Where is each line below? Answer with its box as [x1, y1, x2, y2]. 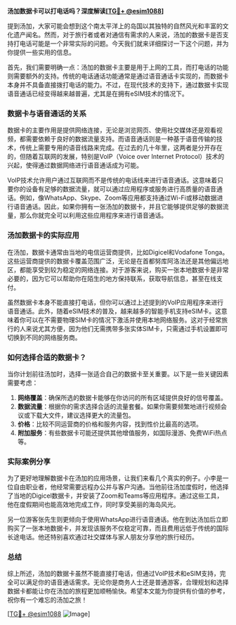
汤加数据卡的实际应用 [7, 231, 79, 240]
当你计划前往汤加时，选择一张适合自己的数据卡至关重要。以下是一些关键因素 [7, 369, 229, 378]
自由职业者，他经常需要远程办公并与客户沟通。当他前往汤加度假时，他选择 [13, 483, 229, 491]
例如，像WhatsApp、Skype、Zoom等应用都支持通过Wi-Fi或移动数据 [19, 193, 217, 202]
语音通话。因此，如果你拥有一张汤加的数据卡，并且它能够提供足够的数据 [13, 202, 223, 211]
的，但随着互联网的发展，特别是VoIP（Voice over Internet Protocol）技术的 [7, 153, 225, 161]
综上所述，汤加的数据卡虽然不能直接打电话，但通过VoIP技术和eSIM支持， [7, 569, 220, 578]
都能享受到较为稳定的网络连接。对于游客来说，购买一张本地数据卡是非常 [19, 265, 229, 273]
